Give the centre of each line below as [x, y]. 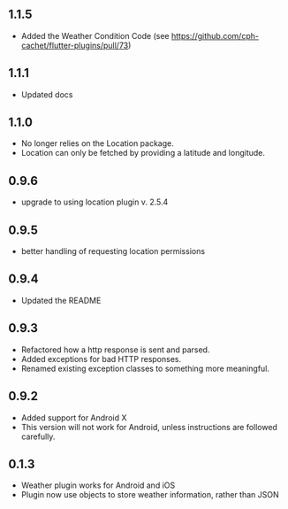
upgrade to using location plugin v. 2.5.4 [95, 202]
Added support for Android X [74, 417]
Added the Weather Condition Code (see [95, 35]
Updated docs [47, 94]
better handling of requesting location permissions [113, 251]
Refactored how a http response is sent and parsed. [115, 350]
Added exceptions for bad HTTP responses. [101, 359]
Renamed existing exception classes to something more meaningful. [145, 368]
